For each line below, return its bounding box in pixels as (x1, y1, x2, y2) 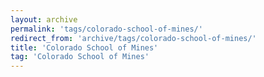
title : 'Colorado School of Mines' (10, 42, 159, 53)
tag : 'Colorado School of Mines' (10, 52, 150, 62)
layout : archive (10, 14, 78, 25)
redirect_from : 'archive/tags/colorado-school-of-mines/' (10, 33, 257, 43)
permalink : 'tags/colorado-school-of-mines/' (10, 24, 203, 34)
